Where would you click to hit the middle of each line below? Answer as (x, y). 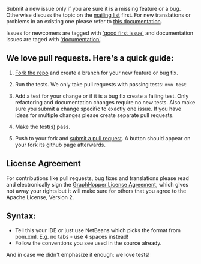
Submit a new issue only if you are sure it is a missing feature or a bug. (94, 9)
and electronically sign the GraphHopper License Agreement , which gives (97, 184)
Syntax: (21, 216)
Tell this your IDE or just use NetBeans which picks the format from (98, 230)
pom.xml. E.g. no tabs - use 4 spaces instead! (72, 237)
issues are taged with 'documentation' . (54, 39)
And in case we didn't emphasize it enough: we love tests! (78, 255)
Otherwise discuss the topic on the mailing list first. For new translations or (98, 15)
